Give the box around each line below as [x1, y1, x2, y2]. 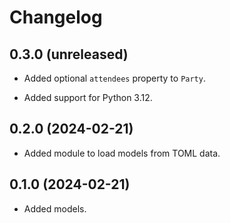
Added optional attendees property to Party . [23, 72, 206, 84]
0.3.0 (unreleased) [9, 46, 129, 63]
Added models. [23, 202, 87, 215]
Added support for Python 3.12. [23, 92, 153, 103]
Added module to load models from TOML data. [23, 147, 221, 159]
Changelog [9, 6, 103, 29]
